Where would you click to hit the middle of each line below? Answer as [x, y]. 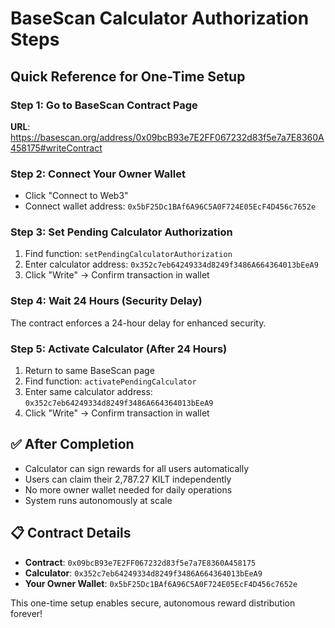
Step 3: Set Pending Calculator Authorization [121, 232]
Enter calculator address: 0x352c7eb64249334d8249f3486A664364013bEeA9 [171, 264]
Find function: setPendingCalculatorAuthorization [128, 254]
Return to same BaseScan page [89, 371]
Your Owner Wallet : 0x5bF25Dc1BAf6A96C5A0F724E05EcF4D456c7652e [161, 583]
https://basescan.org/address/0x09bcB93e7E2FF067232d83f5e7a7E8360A [167, 137]
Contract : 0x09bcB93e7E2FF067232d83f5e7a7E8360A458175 [140, 562]
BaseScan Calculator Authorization [160, 18]
